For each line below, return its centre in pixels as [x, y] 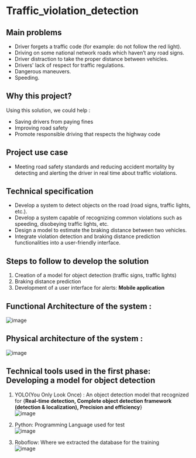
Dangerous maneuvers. [43, 71]
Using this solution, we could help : [48, 110]
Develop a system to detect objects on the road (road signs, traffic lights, [102, 205]
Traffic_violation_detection [72, 11]
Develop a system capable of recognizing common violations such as [98, 218]
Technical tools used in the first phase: [78, 372]
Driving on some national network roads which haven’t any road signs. [99, 53]
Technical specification [50, 191]
